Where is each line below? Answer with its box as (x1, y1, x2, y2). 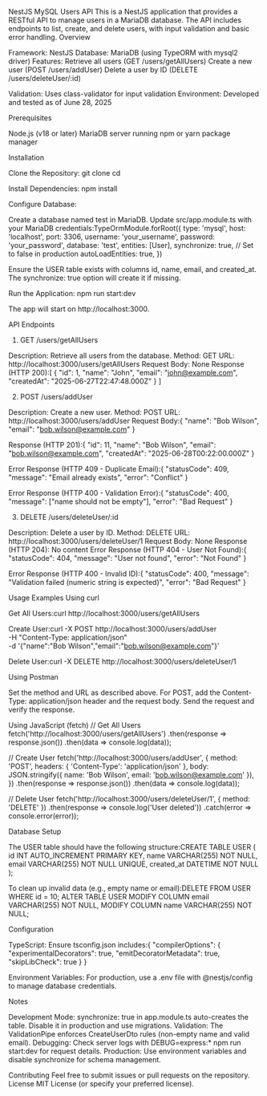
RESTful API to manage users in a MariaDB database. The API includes (8, 15, 242, 25)
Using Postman (8, 672, 59, 681)
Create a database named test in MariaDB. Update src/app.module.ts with (8, 215, 253, 224)
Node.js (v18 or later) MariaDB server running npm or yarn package (8, 128, 231, 138)
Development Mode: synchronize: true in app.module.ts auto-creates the (8, 1013, 249, 1021)
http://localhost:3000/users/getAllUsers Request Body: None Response (8, 359, 245, 368)
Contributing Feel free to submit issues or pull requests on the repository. (8, 1070, 250, 1080)
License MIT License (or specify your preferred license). (8, 1079, 195, 1088)
